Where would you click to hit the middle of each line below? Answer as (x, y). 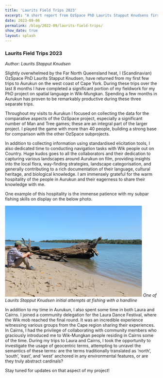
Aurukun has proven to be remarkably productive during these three (73, 99)
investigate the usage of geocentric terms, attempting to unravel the (73, 346)
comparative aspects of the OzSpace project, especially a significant (74, 119)
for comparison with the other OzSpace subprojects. (57, 134)
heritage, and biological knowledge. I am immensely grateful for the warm (79, 174)
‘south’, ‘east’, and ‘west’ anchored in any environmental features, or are (77, 356)
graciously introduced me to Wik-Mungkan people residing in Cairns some (79, 335)
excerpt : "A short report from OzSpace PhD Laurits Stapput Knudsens (77, 15)
